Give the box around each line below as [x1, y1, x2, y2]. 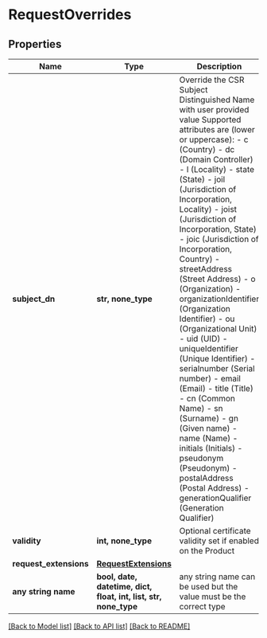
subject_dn [12, 293, 56, 304]
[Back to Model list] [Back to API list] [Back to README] [8, 621, 191, 631]
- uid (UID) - [179, 333, 228, 344]
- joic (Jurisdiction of [179, 233, 259, 245]
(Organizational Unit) [179, 323, 257, 334]
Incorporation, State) [179, 224, 257, 234]
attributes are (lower [179, 124, 256, 135]
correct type [179, 601, 226, 612]
